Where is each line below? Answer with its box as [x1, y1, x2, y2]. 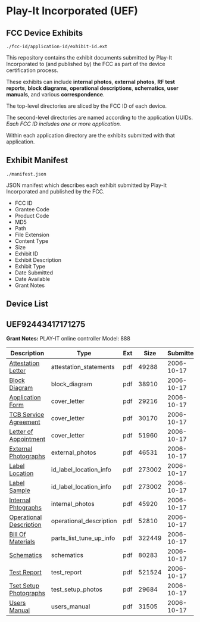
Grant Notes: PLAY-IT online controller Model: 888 [6, 335, 131, 342]
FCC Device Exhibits [6, 28, 83, 38]
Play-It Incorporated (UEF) [6, 4, 139, 18]
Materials [9, 537, 36, 546]
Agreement [9, 418, 40, 426]
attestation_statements [51, 363, 115, 371]
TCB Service [9, 411, 45, 419]
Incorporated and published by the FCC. [6, 187, 105, 195]
